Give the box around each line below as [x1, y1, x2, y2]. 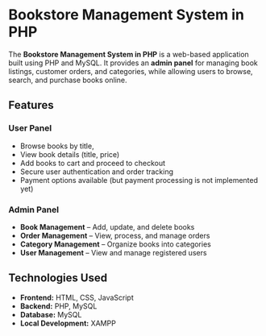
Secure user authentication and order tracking [19, 167, 174, 176]
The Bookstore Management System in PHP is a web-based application [8, 49, 250, 59]
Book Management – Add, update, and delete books [19, 222, 195, 231]
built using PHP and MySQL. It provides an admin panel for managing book [8, 58, 258, 68]
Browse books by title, [19, 141, 94, 151]
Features [8, 98, 54, 112]
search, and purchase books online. [8, 75, 127, 85]
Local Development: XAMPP [19, 318, 117, 328]
